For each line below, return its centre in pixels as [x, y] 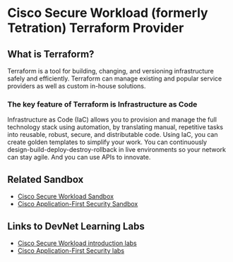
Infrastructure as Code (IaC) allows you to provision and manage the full [112, 120]
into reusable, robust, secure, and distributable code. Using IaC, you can [113, 135]
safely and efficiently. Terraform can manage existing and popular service [115, 78]
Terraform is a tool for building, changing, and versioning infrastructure [110, 71]
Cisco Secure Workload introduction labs [77, 243]
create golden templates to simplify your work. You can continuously [107, 142]
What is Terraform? [51, 54]
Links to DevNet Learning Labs [76, 226]
